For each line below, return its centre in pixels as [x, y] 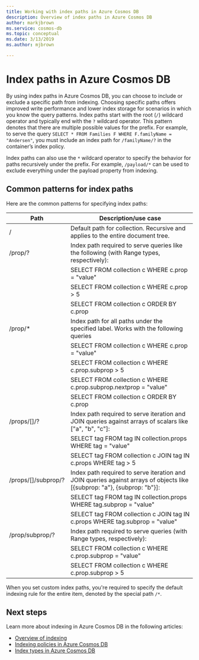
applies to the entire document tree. [120, 235]
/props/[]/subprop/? [37, 480]
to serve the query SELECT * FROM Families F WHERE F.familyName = [89, 134]
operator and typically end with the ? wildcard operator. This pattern [89, 121]
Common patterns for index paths [70, 189]
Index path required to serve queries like [126, 245]
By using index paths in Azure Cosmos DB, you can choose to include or [94, 96]
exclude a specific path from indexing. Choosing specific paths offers [91, 102]
